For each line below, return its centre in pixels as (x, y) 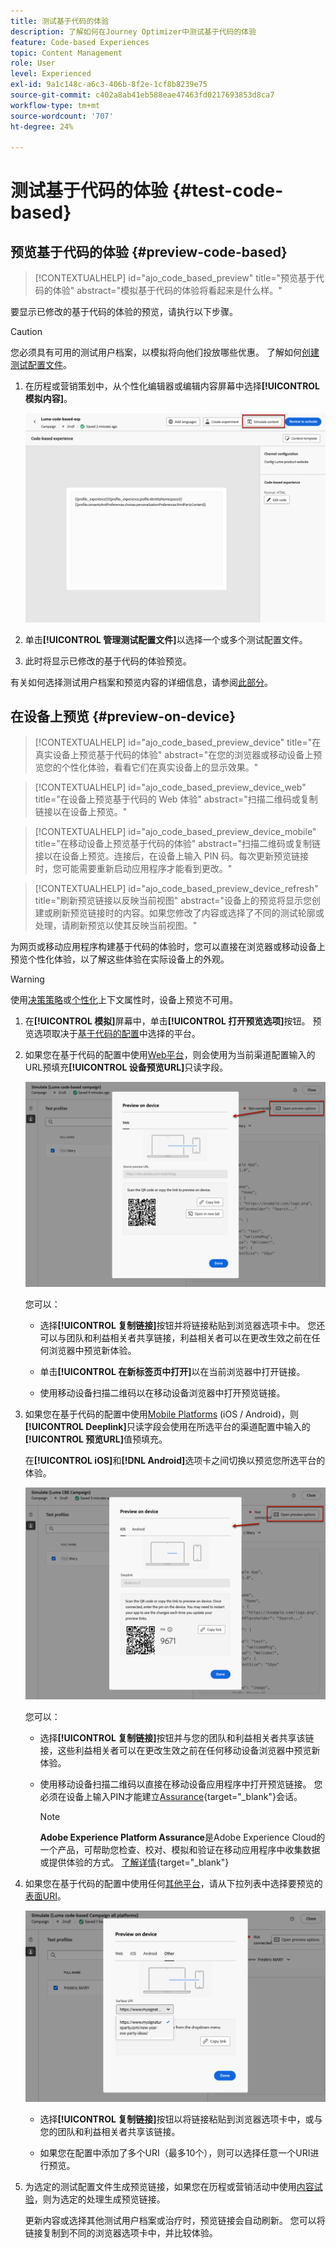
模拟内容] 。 (48, 399)
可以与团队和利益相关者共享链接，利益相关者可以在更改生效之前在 (175, 1337)
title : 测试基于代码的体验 (60, 21)
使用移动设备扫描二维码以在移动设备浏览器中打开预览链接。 (162, 1392)
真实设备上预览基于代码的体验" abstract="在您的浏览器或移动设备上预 (178, 755)
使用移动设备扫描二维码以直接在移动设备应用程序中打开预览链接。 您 (181, 1784)
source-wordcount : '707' (62, 116)
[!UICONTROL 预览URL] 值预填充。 (96, 1439)
